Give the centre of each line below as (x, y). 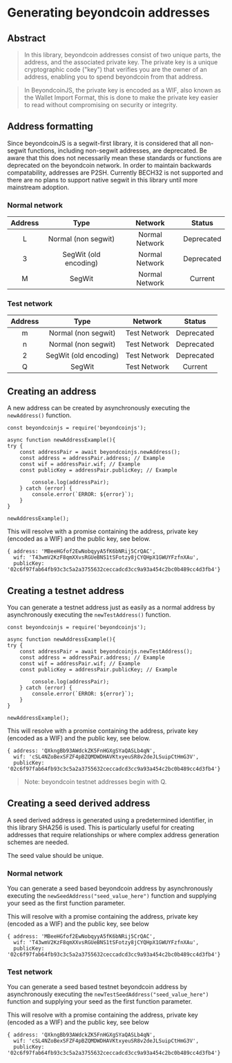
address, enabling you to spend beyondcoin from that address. (114, 77)
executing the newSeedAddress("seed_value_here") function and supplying (112, 896)
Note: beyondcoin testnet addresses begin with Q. (95, 782)
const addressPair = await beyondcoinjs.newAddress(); (100, 452)
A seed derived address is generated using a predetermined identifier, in (110, 820)
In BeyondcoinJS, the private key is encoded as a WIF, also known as (123, 90)
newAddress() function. (39, 415)
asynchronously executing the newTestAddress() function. (89, 615)
